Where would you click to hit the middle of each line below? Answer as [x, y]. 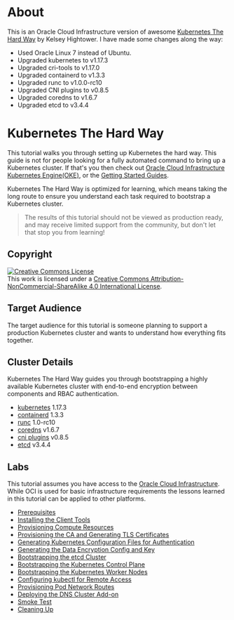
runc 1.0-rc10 [36, 423]
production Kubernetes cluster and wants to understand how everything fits [117, 332]
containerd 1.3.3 [41, 415]
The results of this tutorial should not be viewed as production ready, [124, 217]
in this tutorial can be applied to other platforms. [76, 499]
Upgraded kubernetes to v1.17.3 [63, 60]
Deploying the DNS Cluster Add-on [68, 595]
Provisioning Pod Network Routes [66, 587]
